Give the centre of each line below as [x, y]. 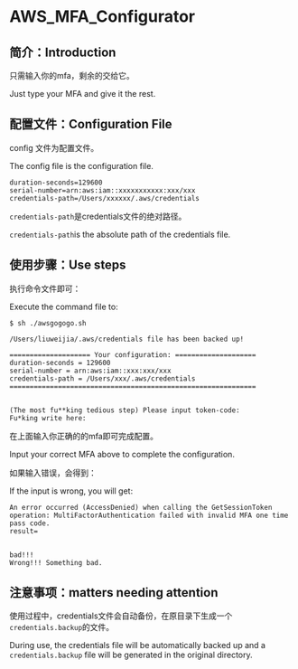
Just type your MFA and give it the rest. [83, 94]
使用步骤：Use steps [68, 265]
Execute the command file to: [64, 306]
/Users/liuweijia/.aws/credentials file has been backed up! [127, 339]
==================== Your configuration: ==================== [133, 354]
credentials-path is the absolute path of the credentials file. [120, 234]
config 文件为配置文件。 [54, 147]
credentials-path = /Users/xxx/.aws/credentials [102, 378]
